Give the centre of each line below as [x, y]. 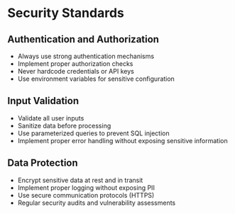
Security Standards [66, 13]
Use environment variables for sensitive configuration [96, 79]
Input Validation [43, 101]
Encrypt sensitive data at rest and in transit [80, 180]
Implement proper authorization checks [75, 64]
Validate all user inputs [51, 118]
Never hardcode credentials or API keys [76, 71]
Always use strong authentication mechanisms [86, 56]
